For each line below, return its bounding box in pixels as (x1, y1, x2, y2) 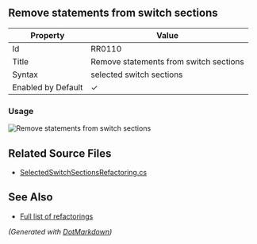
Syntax (12, 69, 38, 80)
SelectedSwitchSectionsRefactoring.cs (19, 167, 148, 177)
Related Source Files (8, 147, 112, 160)
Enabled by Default (12, 82, 83, 93)
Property (30, 29, 65, 40)
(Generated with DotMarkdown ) (8, 227, 113, 236)
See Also (8, 190, 53, 204)
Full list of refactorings (19, 212, 94, 221)
